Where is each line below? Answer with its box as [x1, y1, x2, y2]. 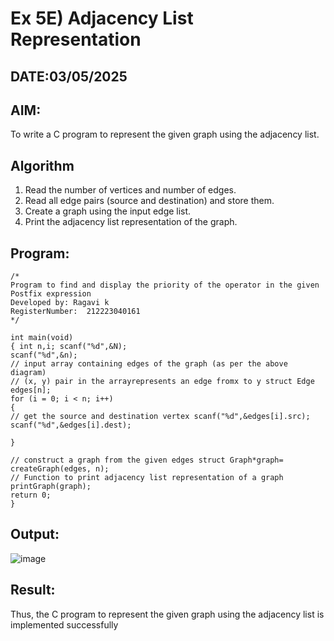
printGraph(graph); [10, 482, 92, 492]
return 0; [10, 490, 52, 501]
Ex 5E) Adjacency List [10, 7, 194, 30]
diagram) [10, 368, 47, 378]
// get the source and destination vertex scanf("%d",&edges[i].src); [10, 412, 311, 422]
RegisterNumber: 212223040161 [10, 307, 141, 317]
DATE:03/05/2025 [10, 68, 128, 85]
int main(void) [10, 333, 74, 343]
